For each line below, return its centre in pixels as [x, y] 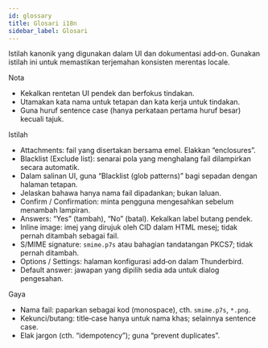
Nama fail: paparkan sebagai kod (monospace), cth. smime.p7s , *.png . [135, 310]
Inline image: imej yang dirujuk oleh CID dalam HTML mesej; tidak [129, 227]
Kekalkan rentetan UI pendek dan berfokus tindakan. [107, 93]
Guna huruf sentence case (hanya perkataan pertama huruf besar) [130, 110]
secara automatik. [50, 168]
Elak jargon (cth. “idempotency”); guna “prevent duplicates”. [120, 336]
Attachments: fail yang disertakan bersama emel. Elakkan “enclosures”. [138, 151]
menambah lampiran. [55, 210]
